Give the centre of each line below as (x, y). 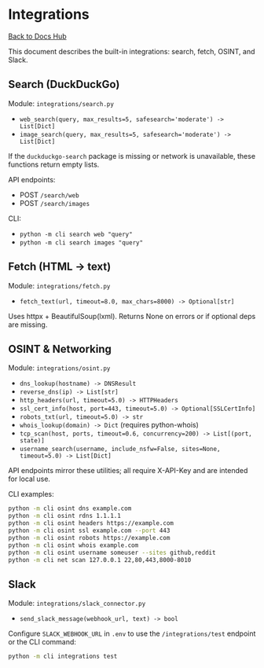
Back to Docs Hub (37, 36)
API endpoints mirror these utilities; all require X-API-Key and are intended (128, 471)
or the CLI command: (42, 642)
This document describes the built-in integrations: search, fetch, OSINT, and (132, 51)
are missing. (28, 325)
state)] (32, 441)
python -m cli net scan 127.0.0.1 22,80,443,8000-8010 (100, 560)
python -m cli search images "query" (81, 242)
